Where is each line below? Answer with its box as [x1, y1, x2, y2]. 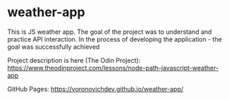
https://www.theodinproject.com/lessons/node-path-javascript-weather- [7, 63, 219, 72]
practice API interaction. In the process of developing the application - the [7, 35, 222, 43]
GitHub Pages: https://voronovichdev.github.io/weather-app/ [7, 85, 184, 93]
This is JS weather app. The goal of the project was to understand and [7, 27, 212, 36]
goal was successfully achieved [7, 42, 100, 51]
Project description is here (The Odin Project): [7, 56, 141, 64]
